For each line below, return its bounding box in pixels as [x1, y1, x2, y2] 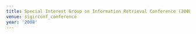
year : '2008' [6, 19, 38, 25]
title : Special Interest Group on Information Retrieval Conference [6, 8, 176, 14]
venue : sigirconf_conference [6, 14, 77, 20]
